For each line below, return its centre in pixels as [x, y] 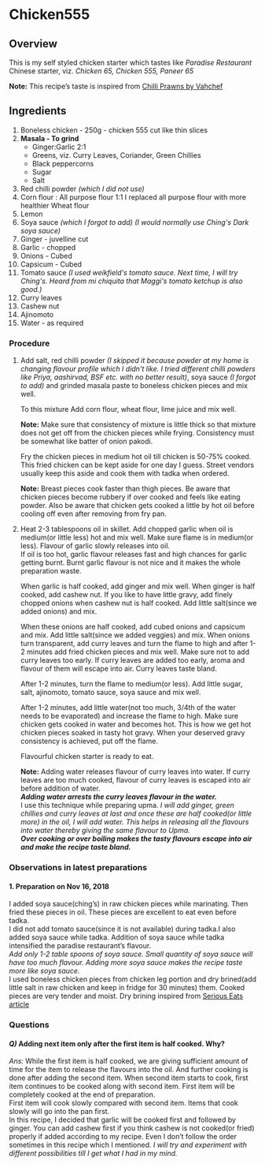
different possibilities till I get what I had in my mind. [93, 1153]
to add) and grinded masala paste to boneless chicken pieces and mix [134, 386]
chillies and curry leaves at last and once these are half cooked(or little [136, 813]
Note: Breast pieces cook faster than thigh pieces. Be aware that [125, 489]
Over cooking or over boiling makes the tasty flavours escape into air [136, 839]
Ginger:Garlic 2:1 [59, 147]
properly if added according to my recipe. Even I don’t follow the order [123, 1137]
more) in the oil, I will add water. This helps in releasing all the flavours [134, 822]
